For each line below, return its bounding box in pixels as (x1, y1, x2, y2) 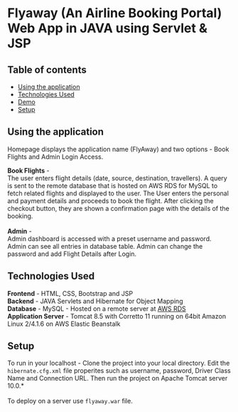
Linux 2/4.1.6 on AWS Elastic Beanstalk (7, 319, 121, 328)
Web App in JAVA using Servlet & (7, 20, 207, 36)
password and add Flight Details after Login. (7, 249, 137, 258)
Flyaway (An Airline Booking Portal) (7, 5, 222, 21)
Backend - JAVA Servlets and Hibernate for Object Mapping (7, 297, 183, 305)
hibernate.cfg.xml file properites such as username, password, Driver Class (7, 366, 231, 375)
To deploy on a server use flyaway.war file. (7, 397, 133, 406)
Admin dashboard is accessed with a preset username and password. (7, 234, 212, 243)
